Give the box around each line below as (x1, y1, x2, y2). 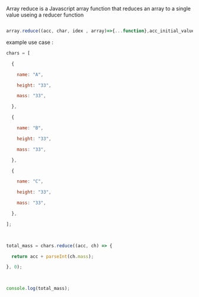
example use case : (6, 39, 53, 46)
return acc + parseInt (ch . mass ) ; (11, 253, 94, 260)
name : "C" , (17, 178, 44, 184)
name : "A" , (17, 71, 44, 78)
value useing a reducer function (6, 11, 84, 18)
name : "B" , (17, 125, 44, 131)
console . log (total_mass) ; (6, 286, 70, 292)
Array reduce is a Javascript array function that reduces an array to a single (6, 5, 191, 12)
